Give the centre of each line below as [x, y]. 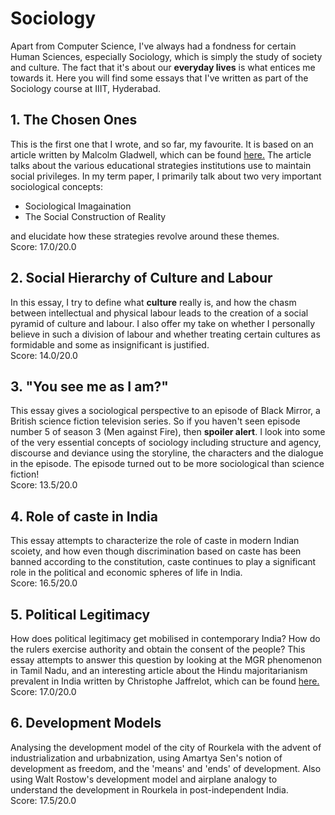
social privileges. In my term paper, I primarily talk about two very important [166, 176]
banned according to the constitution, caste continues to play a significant [163, 562]
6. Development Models [86, 723]
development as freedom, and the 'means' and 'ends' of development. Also [166, 768]
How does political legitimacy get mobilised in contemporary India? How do [165, 638]
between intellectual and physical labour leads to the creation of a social [159, 313]
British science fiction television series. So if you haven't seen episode [155, 421]
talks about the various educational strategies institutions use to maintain [161, 165]
